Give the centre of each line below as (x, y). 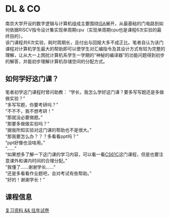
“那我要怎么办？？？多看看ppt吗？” (42, 136)
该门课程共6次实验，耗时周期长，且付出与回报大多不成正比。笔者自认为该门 (84, 42)
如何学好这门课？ (32, 79)
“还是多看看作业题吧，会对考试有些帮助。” (48, 173)
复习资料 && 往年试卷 (27, 210)
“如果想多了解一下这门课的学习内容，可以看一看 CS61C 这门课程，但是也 (80, 154)
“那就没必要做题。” (24, 117)
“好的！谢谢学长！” (25, 180)
